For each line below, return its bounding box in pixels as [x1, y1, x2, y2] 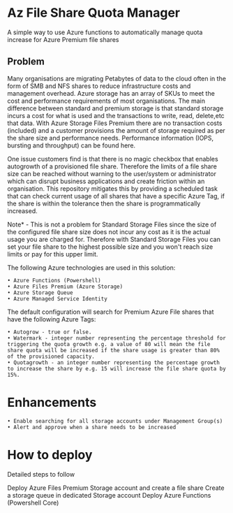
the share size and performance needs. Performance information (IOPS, [7, 133, 214, 142]
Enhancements [7, 394, 97, 410]
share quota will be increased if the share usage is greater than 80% [7, 347, 220, 354]
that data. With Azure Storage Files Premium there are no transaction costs [7, 119, 223, 127]
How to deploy [7, 447, 93, 463]
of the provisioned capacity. [7, 353, 96, 360]
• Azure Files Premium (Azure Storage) [7, 283, 123, 290]
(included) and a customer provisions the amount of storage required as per [7, 126, 225, 134]
